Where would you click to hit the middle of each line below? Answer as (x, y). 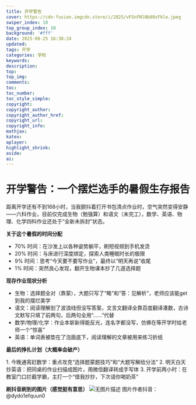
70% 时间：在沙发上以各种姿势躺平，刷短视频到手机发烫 (82, 246)
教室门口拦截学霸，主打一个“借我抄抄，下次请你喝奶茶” (72, 377)
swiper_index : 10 (27, 22)
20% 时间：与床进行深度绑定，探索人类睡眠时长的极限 (80, 254)
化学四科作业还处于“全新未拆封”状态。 (62, 222)
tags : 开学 (18, 50)
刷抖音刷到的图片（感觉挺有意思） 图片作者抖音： (82, 389)
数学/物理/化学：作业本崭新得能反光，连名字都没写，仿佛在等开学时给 (98, 322)
